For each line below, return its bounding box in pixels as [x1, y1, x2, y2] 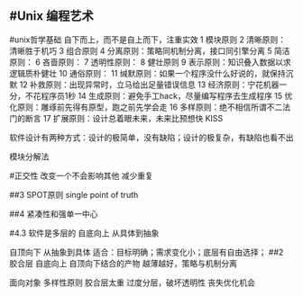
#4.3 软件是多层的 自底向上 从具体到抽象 [9, 228, 160, 238]
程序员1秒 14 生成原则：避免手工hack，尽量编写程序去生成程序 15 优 [40, 90, 293, 101]
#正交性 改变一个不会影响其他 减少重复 [9, 170, 153, 181]
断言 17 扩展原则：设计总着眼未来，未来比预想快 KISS [24, 112, 224, 123]
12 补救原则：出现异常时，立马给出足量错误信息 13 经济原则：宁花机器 [19, 79, 280, 90]
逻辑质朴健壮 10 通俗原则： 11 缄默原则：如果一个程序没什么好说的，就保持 [9, 67, 286, 78]
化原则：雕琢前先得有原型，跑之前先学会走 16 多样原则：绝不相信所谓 [9, 102, 268, 112]
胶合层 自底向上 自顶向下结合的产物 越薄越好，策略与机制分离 [9, 257, 237, 268]
